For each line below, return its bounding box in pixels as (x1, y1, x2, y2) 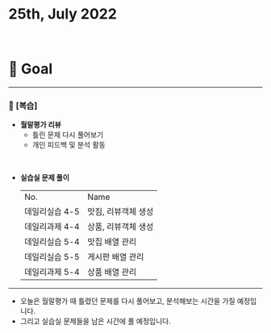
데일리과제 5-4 (23, 267, 80, 278)
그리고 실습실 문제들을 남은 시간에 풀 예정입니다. (19, 316, 171, 327)
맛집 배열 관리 (87, 236, 137, 248)
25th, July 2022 (8, 5, 117, 23)
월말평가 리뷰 (19, 120, 62, 130)
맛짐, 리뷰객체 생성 (87, 206, 154, 218)
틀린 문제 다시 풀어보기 (31, 130, 104, 139)
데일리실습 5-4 (23, 236, 80, 248)
